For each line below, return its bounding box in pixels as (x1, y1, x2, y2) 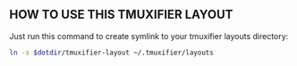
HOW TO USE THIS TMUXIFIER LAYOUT (9, 7, 233, 22)
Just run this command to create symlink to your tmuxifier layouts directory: (9, 30, 289, 41)
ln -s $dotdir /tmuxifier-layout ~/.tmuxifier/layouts (9, 48, 215, 57)
